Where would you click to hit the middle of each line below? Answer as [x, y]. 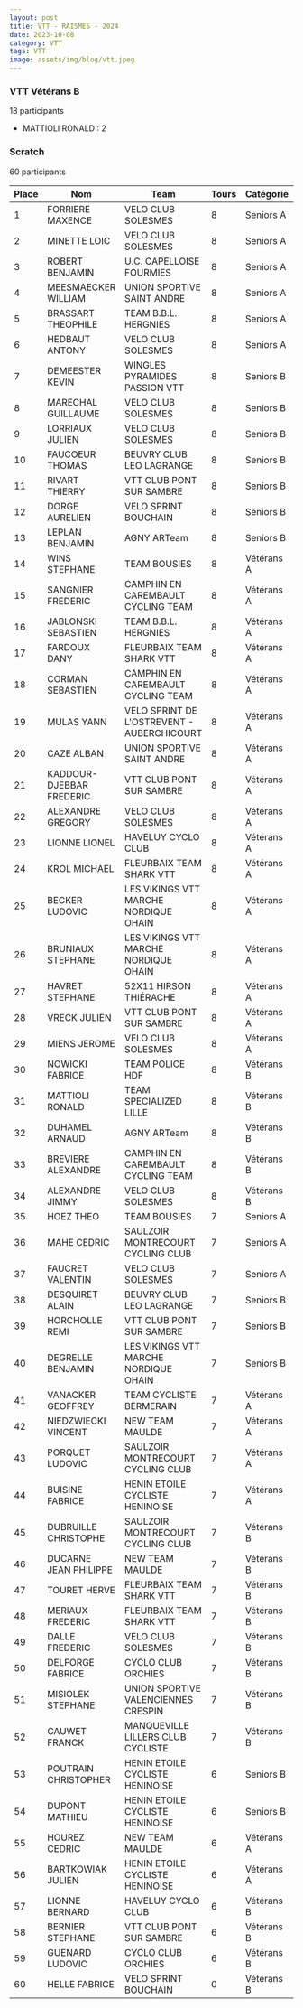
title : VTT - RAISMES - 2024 [64, 26]
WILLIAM [66, 298]
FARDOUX [68, 647]
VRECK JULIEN [79, 1017]
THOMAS [67, 465]
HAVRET [65, 985]
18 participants [37, 111]
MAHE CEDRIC [78, 1242]
